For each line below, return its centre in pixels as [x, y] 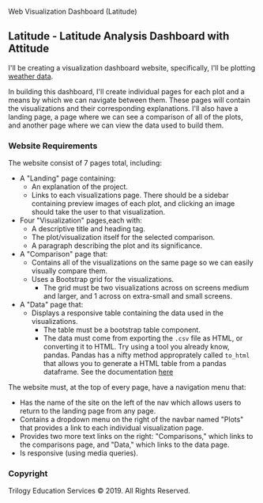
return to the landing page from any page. [88, 411]
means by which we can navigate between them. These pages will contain [129, 100]
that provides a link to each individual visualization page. [111, 428]
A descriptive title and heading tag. [88, 229]
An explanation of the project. [80, 187]
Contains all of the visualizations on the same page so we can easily [143, 263]
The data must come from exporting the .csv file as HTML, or [143, 338]
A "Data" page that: [51, 305]
